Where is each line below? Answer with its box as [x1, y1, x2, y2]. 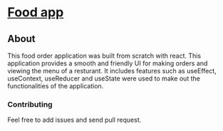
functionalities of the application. [7, 82, 104, 90]
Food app [7, 4, 64, 21]
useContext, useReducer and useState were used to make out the [7, 74, 201, 83]
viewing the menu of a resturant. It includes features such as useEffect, [7, 67, 217, 75]
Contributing [7, 99, 53, 109]
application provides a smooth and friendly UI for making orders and [7, 59, 208, 68]
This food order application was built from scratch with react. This [7, 51, 202, 60]
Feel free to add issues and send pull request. [7, 115, 142, 125]
